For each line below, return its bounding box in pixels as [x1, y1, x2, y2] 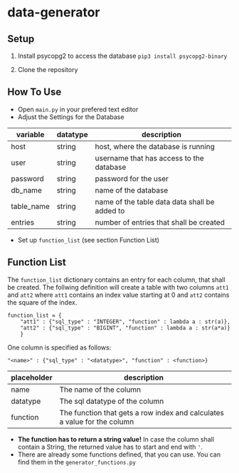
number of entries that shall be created [95, 217, 225, 227]
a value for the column [59, 417, 134, 427]
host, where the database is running [95, 141, 216, 151]
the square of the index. [7, 297, 78, 307]
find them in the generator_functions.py [17, 457, 137, 466]
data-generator [7, 4, 100, 21]
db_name [11, 185, 43, 195]
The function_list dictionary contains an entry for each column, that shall [7, 275, 225, 284]
